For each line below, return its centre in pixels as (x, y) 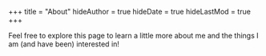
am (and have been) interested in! (64, 44)
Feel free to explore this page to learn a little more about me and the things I (133, 36)
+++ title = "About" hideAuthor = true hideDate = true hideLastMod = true (129, 12)
